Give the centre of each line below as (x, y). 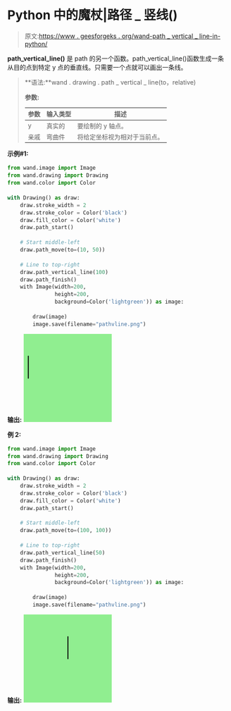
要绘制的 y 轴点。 (102, 125)
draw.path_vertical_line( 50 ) (63, 552)
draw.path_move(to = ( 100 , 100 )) (66, 531)
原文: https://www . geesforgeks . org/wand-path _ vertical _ (111, 36)
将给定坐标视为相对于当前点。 (120, 137)
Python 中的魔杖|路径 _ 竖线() (93, 15)
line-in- (210, 36)
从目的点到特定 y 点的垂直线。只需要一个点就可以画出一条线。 (97, 67)
